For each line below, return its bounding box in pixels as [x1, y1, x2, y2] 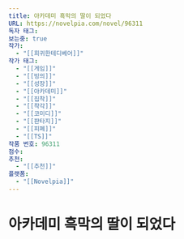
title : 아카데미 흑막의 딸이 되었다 [8, 11, 112, 20]
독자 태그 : [8, 27, 39, 35]
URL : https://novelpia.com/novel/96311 [8, 19, 143, 28]
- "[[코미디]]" [15, 110, 62, 118]
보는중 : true [8, 34, 47, 43]
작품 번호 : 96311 [8, 139, 61, 148]
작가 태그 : [8, 58, 39, 66]
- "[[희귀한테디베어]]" [15, 49, 84, 58]
